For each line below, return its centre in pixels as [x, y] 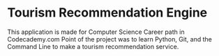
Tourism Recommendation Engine [107, 13]
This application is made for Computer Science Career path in [96, 32]
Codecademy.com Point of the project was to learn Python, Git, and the [110, 39]
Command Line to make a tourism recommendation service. [93, 46]
